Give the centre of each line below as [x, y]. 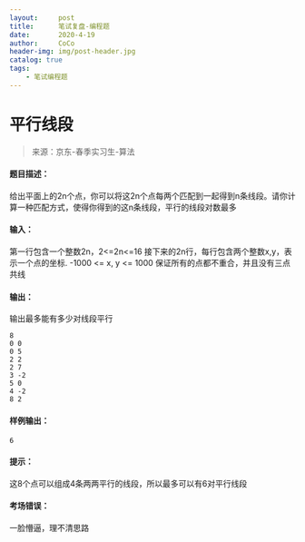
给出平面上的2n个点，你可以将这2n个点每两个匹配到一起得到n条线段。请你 [148, 195]
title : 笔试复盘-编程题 [60, 26]
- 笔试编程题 [47, 77]
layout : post [42, 18]
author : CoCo [42, 43]
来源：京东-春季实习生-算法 [83, 152]
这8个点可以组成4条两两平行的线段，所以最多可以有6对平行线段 [128, 483]
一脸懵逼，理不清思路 [49, 527]
